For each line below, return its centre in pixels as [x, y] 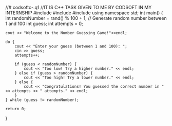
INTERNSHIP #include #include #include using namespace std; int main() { [84, 13]
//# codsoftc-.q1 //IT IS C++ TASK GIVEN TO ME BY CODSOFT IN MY [79, 7]
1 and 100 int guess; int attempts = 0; [44, 23]
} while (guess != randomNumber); [42, 100]
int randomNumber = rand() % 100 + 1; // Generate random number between [86, 18]
